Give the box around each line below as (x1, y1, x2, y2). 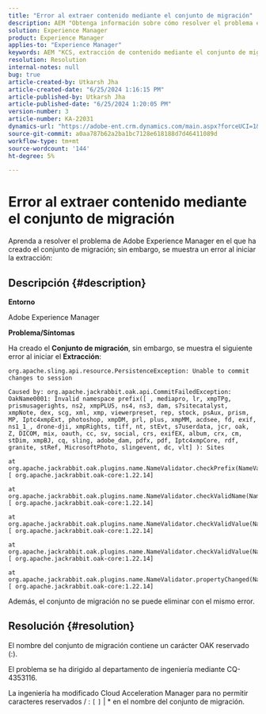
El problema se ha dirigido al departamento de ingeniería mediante (8, 664, 226, 673)
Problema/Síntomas (8, 328, 75, 338)
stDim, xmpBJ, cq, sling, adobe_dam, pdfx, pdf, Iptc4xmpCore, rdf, (8, 437, 239, 445)
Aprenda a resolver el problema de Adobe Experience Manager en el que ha (8, 236, 256, 246)
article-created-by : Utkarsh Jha (8, 78, 119, 86)
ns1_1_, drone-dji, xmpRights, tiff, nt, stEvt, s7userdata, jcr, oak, (8, 423, 249, 430)
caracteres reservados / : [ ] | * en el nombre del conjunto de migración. (8, 697, 245, 706)
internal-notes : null (8, 64, 80, 71)
